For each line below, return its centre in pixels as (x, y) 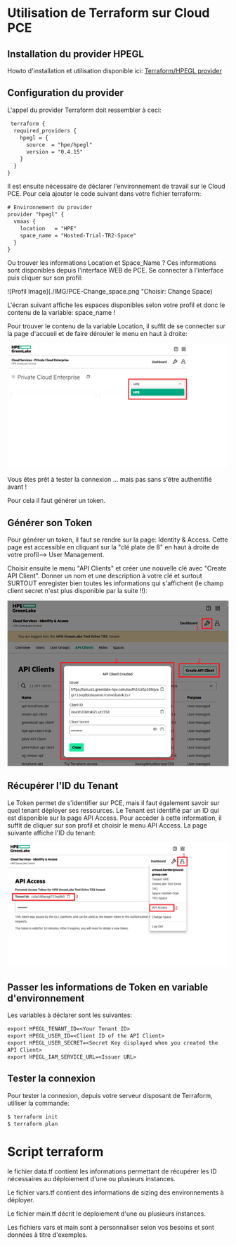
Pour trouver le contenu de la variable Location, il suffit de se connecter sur (117, 326)
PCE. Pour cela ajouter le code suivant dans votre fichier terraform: (104, 193)
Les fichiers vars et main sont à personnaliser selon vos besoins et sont (111, 1227)
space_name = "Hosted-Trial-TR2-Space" (78, 235)
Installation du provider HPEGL (76, 54)
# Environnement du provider (50, 207)
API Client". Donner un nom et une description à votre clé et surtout (105, 576)
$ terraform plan (33, 1124)
